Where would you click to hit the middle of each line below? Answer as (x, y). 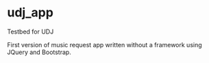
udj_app (30, 13)
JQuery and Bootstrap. (39, 52)
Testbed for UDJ (30, 32)
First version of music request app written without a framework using (104, 45)
